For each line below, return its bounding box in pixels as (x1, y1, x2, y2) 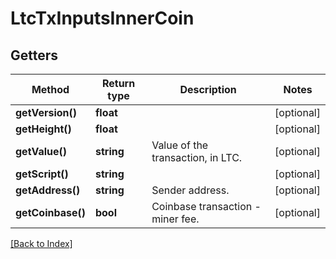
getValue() (15, 145, 68, 158)
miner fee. (151, 212, 200, 226)
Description (179, 83, 237, 96)
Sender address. (151, 183, 230, 197)
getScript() (15, 167, 69, 181)
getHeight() (15, 122, 72, 136)
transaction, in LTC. (151, 151, 243, 164)
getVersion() (15, 106, 78, 119)
